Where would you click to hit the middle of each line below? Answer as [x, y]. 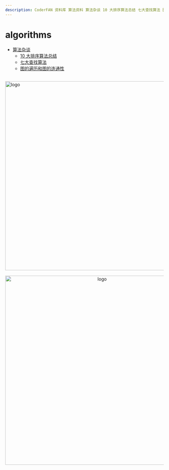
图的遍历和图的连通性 [42, 68]
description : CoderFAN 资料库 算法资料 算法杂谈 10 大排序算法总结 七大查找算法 [83, 10]
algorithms [28, 35]
